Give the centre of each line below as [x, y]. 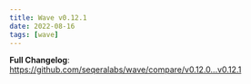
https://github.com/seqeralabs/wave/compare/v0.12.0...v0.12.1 [125, 70]
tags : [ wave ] [34, 34]
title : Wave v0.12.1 [49, 18]
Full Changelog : [40, 61]
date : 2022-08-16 [42, 26]
